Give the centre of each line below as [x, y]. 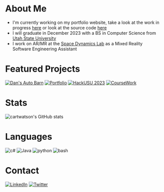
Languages [29, 137]
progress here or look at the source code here [59, 27]
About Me [26, 9]
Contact [22, 170]
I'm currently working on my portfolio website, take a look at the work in [86, 22]
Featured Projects [43, 69]
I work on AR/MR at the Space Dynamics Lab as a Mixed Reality [77, 43]
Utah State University [34, 38]
